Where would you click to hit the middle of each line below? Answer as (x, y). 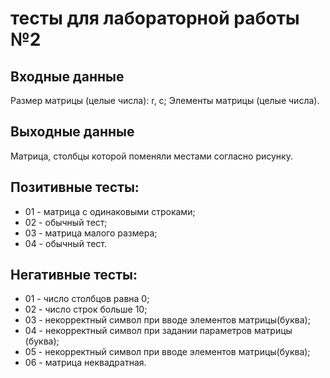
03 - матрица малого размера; (91, 233)
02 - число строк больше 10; (86, 309)
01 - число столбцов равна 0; (87, 299)
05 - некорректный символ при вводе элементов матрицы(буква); (167, 352)
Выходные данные (72, 132)
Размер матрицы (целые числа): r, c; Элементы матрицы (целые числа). (165, 100)
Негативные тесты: (74, 275)
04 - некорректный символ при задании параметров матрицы (158, 331)
